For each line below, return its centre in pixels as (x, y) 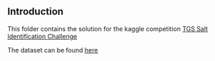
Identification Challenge (42, 36)
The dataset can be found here (53, 50)
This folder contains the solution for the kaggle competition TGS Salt (108, 28)
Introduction (36, 12)
